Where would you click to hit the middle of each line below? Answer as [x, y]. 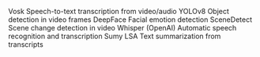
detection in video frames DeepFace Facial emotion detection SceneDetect [130, 20]
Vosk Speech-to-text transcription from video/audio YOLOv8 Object [119, 11]
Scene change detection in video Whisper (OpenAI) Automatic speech [122, 28]
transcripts [26, 45]
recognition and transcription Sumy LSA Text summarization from [115, 36]
